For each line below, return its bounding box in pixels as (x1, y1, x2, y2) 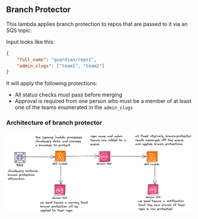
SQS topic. (6, 27, 33, 34)
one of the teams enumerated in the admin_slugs (14, 104, 133, 111)
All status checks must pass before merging (14, 91, 123, 98)
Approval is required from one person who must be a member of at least (14, 98, 191, 105)
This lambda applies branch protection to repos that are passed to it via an (6, 20, 188, 27)
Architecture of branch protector (6, 118, 103, 127)
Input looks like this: (6, 38, 55, 45)
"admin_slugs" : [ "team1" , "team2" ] (17, 63, 105, 69)
